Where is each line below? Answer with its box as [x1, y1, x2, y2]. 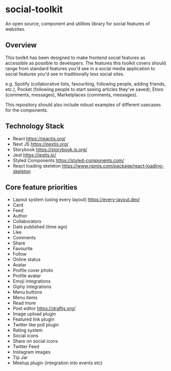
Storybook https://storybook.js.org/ [12, 146, 88, 152]
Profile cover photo [12, 267, 54, 274]
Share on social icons [12, 338, 58, 344]
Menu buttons [12, 289, 42, 295]
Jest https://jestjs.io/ [12, 152, 56, 158]
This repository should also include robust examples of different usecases [5, 101, 161, 108]
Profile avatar [12, 273, 41, 279]
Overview [5, 41, 37, 50]
